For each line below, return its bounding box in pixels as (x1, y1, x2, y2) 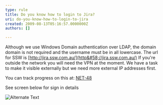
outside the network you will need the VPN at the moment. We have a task (5, 60, 158, 66)
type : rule (5, 7, 28, 12)
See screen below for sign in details (5, 84, 79, 90)
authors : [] (5, 26, 30, 31)
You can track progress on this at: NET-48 (5, 75, 92, 81)
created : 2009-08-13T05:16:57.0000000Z (5, 21, 88, 26)
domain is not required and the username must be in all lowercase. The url (5, 49, 158, 55)
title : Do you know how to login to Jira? (5, 12, 95, 17)
